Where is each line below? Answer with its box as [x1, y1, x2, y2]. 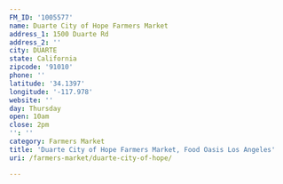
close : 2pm [9, 121, 50, 130]
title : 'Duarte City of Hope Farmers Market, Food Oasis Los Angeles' [9, 145, 276, 154]
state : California [9, 54, 77, 63]
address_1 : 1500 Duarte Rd [9, 29, 109, 38]
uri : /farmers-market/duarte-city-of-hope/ [9, 153, 173, 163]
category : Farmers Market [9, 137, 105, 146]
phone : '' [9, 71, 46, 80]
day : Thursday [9, 104, 62, 113]
